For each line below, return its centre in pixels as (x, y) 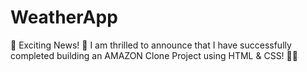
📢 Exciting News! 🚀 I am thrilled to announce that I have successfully (151, 45)
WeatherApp (64, 17)
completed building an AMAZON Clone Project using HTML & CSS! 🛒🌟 (154, 55)
